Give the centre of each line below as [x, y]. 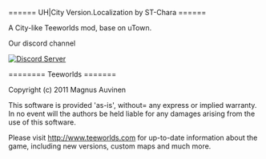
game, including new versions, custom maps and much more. [110, 146]
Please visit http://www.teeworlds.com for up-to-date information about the [133, 137]
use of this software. [42, 122]
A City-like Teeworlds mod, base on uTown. [80, 28]
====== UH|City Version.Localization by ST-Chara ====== [107, 12]
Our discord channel [42, 43]
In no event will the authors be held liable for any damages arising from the [132, 113]
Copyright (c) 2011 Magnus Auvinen [67, 89]
